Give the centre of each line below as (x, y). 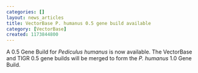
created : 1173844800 (33, 35)
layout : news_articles (35, 18)
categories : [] (26, 12)
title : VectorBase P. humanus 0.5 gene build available (79, 23)
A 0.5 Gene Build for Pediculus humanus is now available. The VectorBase (99, 52)
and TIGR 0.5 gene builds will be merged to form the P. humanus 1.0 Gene (99, 58)
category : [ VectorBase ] (37, 29)
